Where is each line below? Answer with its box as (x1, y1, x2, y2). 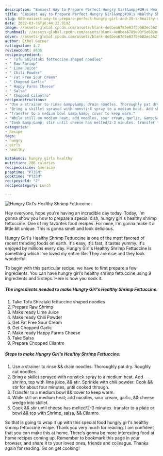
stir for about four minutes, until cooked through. (12, 384, 110, 390)
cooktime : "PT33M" (5, 174, 42, 179)
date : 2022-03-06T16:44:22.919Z (5, 20, 70, 26)
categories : (5, 124, 29, 129)
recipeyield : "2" (5, 178, 40, 184)
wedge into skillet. (12, 400, 49, 405)
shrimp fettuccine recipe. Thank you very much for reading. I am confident (5, 424, 154, 430)
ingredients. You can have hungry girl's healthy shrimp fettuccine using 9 (5, 270, 152, 276)
